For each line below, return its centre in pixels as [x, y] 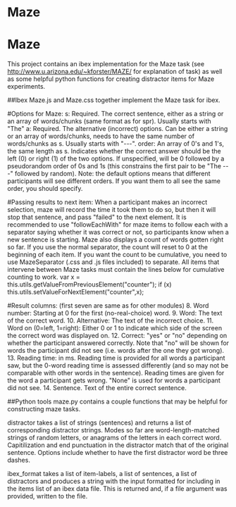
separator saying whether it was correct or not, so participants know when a [118, 232]
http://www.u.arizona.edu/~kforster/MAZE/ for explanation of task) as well [115, 72]
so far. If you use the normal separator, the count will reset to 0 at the [107, 247]
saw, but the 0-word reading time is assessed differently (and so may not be [118, 365]
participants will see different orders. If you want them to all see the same [114, 181]
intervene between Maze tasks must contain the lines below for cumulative [116, 270]
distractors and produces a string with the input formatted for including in [114, 481]
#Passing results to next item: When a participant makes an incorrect [107, 202]
